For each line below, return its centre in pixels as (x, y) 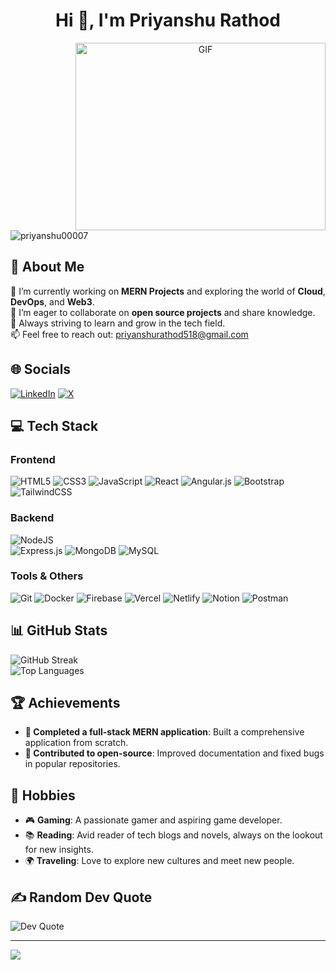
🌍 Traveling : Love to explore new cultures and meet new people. (159, 861)
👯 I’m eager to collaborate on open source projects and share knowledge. (163, 312)
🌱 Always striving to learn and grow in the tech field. (118, 323)
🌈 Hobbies (43, 795)
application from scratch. (76, 743)
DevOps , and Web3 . (52, 301)
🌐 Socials (41, 369)
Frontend (33, 459)
